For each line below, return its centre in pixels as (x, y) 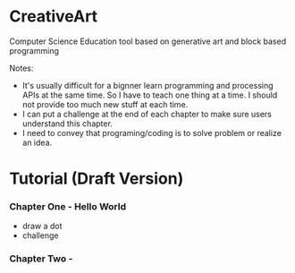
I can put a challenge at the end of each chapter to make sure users (147, 114)
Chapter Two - (41, 259)
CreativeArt (54, 17)
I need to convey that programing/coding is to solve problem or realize (152, 132)
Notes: (21, 68)
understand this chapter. (67, 124)
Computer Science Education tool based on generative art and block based (148, 41)
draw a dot (42, 226)
